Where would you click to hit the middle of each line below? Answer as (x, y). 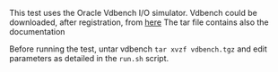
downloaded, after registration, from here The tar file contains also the (139, 22)
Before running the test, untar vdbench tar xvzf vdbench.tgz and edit (138, 49)
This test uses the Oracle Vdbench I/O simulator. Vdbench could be (133, 13)
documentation (37, 32)
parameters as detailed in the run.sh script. (89, 58)
